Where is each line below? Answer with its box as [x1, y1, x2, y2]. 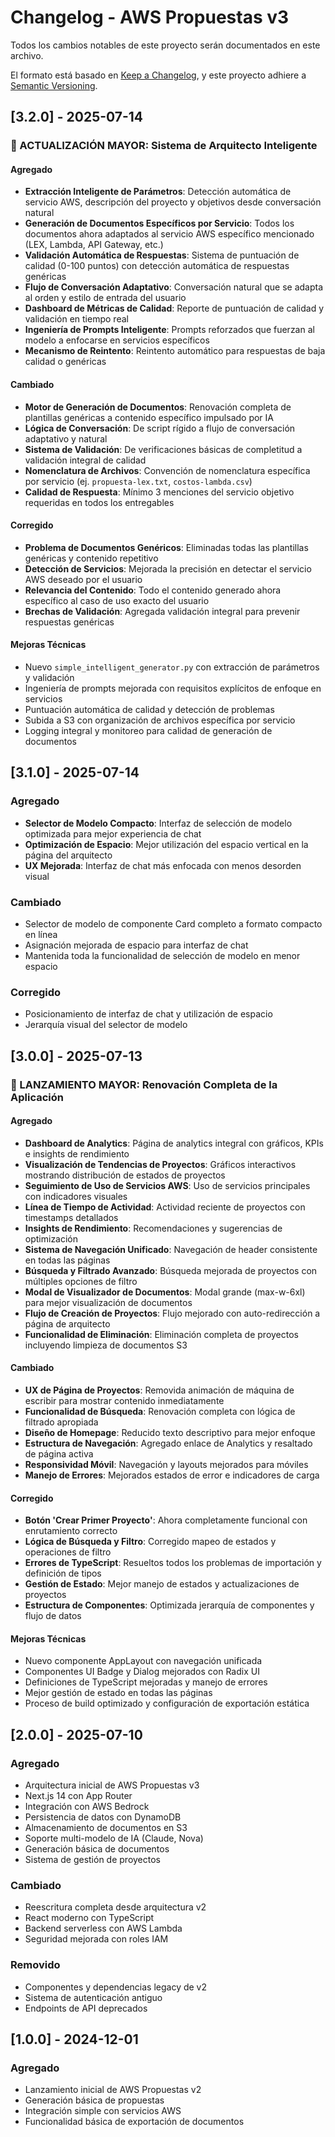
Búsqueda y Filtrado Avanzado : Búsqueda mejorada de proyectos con [24, 1264, 318, 1276]
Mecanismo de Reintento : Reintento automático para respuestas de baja [24, 345, 326, 357]
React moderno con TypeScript [24, 1912, 155, 1924]
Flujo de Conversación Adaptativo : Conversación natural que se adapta [24, 281, 324, 293]
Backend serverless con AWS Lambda [24, 1922, 183, 1935]
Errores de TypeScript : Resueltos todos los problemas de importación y [24, 1557, 322, 1569]
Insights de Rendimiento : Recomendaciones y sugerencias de [24, 1222, 283, 1234]
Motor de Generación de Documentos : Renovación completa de [24, 401, 292, 413]
